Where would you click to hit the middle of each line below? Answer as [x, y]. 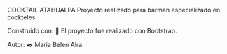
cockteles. [22, 17]
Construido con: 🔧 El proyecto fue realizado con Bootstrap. [92, 31]
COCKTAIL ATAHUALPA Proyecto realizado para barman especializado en [114, 10]
